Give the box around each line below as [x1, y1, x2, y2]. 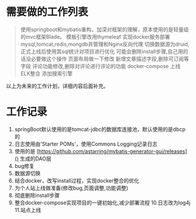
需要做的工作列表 [6, 5, 89, 19]
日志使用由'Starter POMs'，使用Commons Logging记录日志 [14, 140, 158, 147]
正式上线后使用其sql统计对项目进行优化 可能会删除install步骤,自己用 [20, 48, 183, 55]
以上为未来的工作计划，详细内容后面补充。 [6, 82, 109, 89]
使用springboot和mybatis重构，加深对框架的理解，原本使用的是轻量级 [20, 26, 189, 33]
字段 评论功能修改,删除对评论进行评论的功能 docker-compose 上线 [20, 62, 181, 69]
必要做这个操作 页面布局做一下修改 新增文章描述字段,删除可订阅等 [30, 55, 189, 62]
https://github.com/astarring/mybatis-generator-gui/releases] [38, 147, 187, 154]
